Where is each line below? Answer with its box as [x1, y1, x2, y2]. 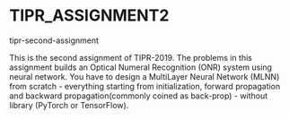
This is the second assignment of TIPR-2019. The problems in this [9, 52, 253, 63]
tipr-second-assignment [9, 35, 100, 46]
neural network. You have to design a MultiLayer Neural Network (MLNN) [9, 71, 280, 81]
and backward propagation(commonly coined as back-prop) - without [9, 90, 267, 101]
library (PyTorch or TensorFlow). [9, 99, 129, 110]
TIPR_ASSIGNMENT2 [9, 5, 170, 26]
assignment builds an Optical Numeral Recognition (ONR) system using [9, 62, 272, 72]
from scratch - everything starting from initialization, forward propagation [9, 81, 281, 91]
